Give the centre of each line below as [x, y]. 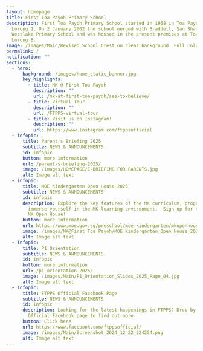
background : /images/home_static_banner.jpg [79, 74]
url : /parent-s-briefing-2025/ [62, 164]
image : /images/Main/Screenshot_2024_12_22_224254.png [93, 333]
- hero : [21, 68]
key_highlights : [43, 79]
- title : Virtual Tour [56, 102]
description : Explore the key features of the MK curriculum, [102, 203]
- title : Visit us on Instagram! [70, 119]
